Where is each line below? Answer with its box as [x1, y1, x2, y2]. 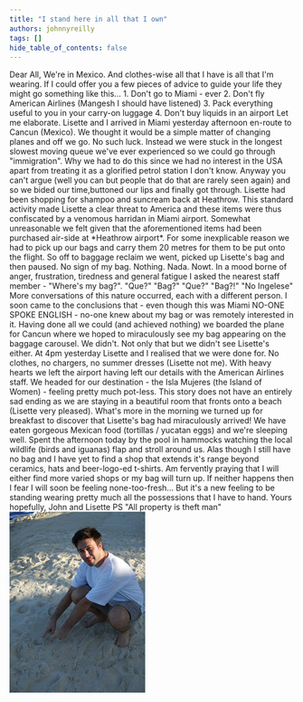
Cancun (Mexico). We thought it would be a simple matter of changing [9, 127, 271, 138]
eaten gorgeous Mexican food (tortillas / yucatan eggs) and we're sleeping [9, 425, 288, 436]
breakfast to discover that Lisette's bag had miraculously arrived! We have [9, 415, 287, 426]
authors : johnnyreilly [9, 24, 95, 33]
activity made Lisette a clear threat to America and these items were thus [9, 204, 282, 214]
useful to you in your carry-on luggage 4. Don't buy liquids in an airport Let [9, 108, 289, 119]
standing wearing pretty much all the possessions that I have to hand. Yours [9, 492, 292, 503]
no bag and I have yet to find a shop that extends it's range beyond [9, 453, 260, 465]
